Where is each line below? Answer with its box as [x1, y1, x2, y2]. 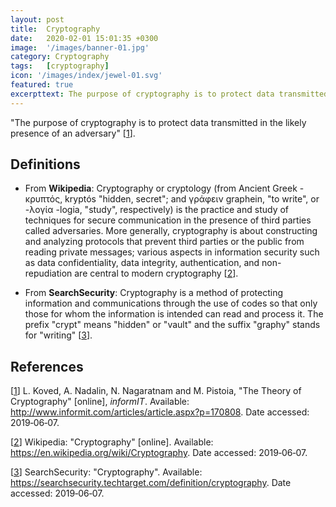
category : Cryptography [10, 52, 110, 62]
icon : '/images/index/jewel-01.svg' [10, 71, 163, 81]
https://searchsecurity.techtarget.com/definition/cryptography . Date [10, 477, 292, 489]
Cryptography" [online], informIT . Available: [10, 396, 190, 408]
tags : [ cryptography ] [10, 61, 110, 71]
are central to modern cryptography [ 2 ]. [74, 267, 239, 280]
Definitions [10, 156, 81, 173]
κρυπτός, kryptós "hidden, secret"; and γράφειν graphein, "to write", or [24, 193, 320, 205]
